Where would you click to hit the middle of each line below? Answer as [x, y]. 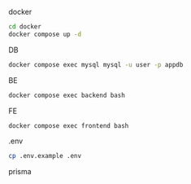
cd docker [25, 27]
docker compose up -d [45, 34]
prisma [20, 172]
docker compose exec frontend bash [69, 125]
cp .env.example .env [45, 156]
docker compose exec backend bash [67, 95]
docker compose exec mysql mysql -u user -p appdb [96, 64]
